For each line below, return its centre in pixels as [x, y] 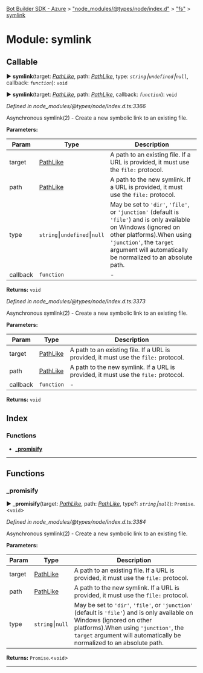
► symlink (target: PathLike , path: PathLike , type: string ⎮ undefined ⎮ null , [97, 76]
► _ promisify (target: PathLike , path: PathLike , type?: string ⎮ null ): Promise [100, 504]
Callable [22, 62]
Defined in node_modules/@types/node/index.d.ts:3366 [76, 106]
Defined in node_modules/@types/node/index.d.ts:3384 [76, 522]
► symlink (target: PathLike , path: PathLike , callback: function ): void [92, 94]
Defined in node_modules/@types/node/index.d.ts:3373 [76, 301]
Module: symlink [49, 40]
